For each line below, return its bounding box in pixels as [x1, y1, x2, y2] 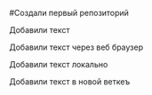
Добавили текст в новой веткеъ [9, 76, 131, 87]
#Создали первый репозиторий [9, 8, 129, 18]
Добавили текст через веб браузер [9, 42, 144, 52]
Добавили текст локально [9, 59, 108, 69]
